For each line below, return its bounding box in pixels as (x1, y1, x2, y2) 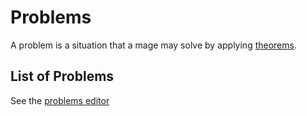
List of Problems (10, 68, 115, 85)
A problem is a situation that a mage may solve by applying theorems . (10, 39, 297, 51)
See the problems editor (10, 94, 110, 106)
